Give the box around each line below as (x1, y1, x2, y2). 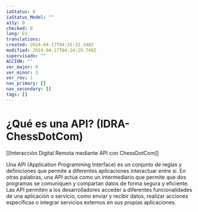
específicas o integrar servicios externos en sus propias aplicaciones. (6, 198, 176, 205)
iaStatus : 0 (6, 8, 35, 15)
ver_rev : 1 (6, 75, 33, 81)
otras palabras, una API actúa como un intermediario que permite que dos (6, 173, 186, 181)
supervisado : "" (6, 53, 46, 59)
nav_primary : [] (6, 81, 46, 87)
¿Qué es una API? (6, 117, 95, 131)
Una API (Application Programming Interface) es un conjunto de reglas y (6, 161, 182, 168)
